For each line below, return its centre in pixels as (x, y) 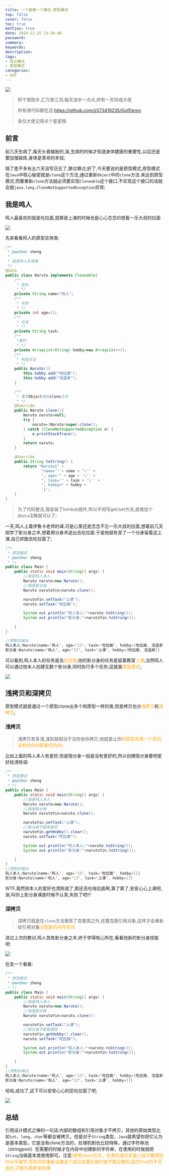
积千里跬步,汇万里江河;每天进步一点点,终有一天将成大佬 (75, 100)
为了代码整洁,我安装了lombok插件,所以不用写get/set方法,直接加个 (85, 509)
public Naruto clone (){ (39, 411)
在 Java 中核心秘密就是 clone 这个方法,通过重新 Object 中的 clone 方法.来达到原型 (84, 174)
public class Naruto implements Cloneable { (52, 275)
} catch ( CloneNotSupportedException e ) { (68, 429)
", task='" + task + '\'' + (70, 480)
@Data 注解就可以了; (37, 515)
